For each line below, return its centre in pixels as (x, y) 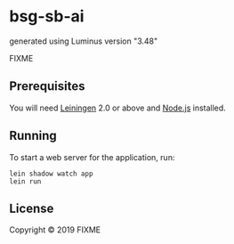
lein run (25, 181)
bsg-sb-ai (47, 16)
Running (33, 136)
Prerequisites (47, 86)
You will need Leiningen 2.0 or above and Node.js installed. (118, 108)
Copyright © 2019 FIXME (55, 230)
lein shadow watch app (51, 174)
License (32, 208)
